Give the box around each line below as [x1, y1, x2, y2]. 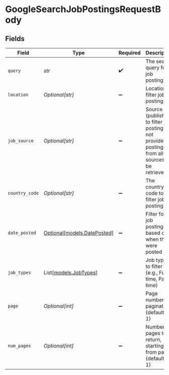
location [8, 92, 29, 97]
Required [118, 49, 141, 56]
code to [145, 190, 164, 196]
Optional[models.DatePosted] [43, 230, 114, 236]
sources [145, 156, 165, 163]
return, [145, 336, 162, 343]
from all [145, 150, 163, 157]
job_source [8, 138, 34, 143]
